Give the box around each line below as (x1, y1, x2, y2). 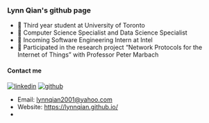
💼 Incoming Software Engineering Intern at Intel (17, 36, 153, 44)
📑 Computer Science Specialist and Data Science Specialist (17, 28, 187, 37)
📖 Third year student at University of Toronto (17, 21, 146, 30)
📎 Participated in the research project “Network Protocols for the (17, 44, 203, 52)
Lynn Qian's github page (7, 6, 92, 15)
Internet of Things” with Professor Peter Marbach (17, 50, 159, 59)
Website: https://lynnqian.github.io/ (17, 102, 119, 111)
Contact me (7, 66, 42, 75)
